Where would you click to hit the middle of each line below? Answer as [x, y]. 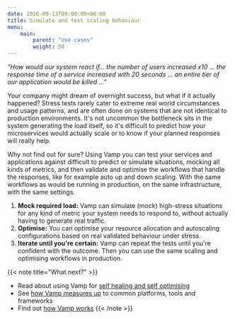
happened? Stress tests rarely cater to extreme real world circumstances [114, 103]
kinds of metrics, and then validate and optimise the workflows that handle [116, 169]
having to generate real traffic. [62, 221]
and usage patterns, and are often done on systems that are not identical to [117, 111]
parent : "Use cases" [63, 40]
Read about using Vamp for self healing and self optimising [103, 286]
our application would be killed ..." [57, 82]
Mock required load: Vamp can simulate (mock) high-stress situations [120, 205]
